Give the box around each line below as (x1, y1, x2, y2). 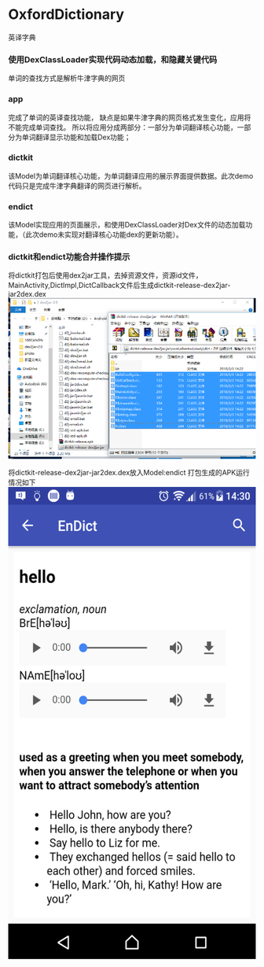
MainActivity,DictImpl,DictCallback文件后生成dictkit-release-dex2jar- (8, 281, 231, 290)
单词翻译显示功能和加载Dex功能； (21, 132, 131, 142)
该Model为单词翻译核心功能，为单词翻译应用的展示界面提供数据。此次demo (8, 171, 254, 180)
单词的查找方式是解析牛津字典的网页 (8, 73, 126, 83)
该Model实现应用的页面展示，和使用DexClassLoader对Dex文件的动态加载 (8, 220, 246, 230)
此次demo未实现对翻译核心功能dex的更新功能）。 (24, 230, 183, 239)
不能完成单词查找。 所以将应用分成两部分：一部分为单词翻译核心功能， (8, 122, 237, 131)
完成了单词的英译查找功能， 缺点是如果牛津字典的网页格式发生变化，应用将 (8, 113, 251, 122)
